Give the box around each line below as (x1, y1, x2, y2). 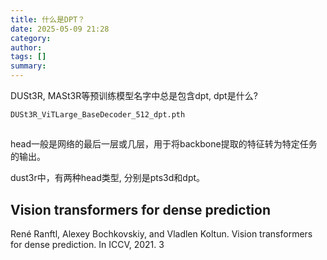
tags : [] (10, 52, 47, 62)
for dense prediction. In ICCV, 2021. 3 (10, 239, 165, 251)
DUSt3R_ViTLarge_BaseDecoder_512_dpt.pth (10, 110, 186, 120)
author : (10, 42, 43, 53)
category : (10, 33, 52, 43)
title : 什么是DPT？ (10, 14, 86, 25)
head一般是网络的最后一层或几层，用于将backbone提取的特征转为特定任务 (10, 138, 318, 150)
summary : (10, 61, 47, 71)
